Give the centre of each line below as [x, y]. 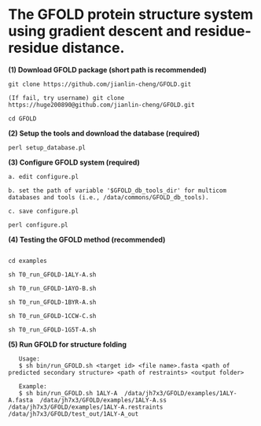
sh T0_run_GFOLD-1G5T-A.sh [52, 330]
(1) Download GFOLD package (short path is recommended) [107, 69]
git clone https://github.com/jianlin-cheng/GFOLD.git [100, 84]
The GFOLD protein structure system [131, 15]
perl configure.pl [38, 225]
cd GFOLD [22, 119]
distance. [93, 48]
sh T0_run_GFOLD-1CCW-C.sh [52, 316]
